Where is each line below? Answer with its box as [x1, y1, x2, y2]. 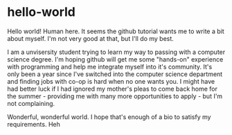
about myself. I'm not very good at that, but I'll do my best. [7, 34, 175, 42]
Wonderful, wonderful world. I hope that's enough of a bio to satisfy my [7, 112, 211, 121]
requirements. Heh [7, 120, 60, 128]
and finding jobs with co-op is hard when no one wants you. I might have [7, 77, 215, 85]
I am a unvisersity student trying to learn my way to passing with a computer [7, 48, 226, 56]
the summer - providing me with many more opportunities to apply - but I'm [7, 91, 223, 100]
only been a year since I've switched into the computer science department [7, 70, 223, 78]
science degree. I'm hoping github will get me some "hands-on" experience [7, 55, 224, 63]
